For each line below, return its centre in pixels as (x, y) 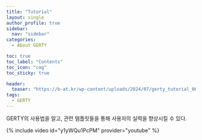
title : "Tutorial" (29, 12)
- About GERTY (29, 46)
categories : (21, 40)
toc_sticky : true (28, 73)
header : (16, 84)
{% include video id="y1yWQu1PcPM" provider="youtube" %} (83, 130)
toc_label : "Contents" (35, 62)
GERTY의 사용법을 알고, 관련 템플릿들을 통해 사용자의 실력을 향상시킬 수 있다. (97, 118)
